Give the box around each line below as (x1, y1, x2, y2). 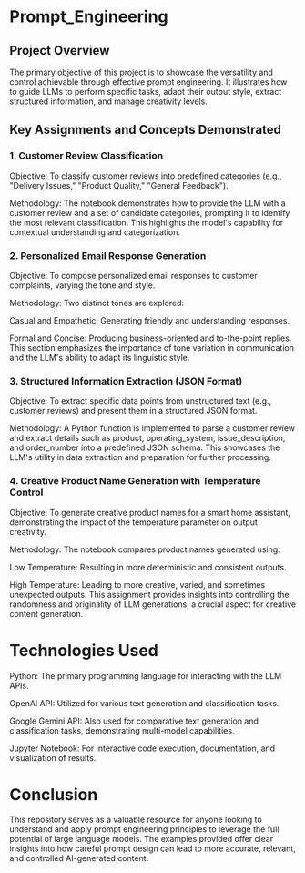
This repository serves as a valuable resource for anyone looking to (9, 814, 262, 826)
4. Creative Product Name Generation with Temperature (9, 475, 261, 488)
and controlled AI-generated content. (9, 853, 149, 864)
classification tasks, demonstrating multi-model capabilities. (9, 724, 235, 735)
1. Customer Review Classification (9, 149, 164, 162)
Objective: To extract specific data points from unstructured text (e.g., (9, 395, 272, 406)
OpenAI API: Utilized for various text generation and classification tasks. (9, 697, 280, 708)
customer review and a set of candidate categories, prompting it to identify (9, 207, 290, 218)
